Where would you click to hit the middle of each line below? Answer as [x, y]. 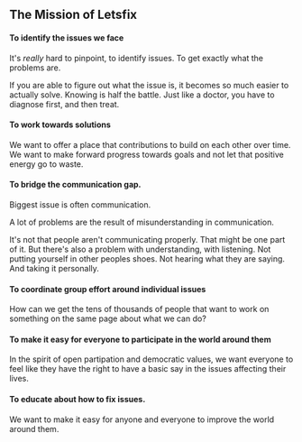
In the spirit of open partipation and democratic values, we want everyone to [151, 359]
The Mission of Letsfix [73, 15]
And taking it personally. [54, 268]
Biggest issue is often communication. [80, 205]
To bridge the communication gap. [75, 185]
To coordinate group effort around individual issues [108, 289]
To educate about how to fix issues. [78, 399]
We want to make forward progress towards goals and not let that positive [146, 154]
